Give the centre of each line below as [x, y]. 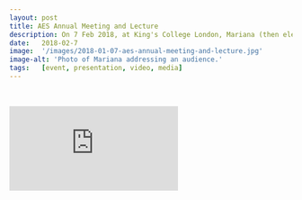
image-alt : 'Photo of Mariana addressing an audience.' [116, 59]
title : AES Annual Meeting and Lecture [84, 26]
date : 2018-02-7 [44, 43]
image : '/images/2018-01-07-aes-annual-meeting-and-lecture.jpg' [136, 51]
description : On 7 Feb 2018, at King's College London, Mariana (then [144, 34]
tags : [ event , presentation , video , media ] [96, 68]
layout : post [34, 18]
